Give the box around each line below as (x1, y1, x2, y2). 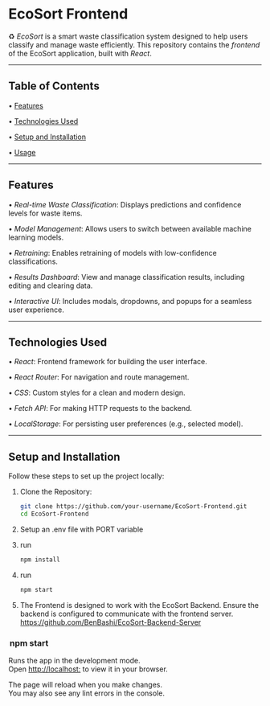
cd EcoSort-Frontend (19, 510, 89, 519)
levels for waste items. (8, 208, 83, 218)
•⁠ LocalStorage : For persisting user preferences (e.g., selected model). (8, 419, 243, 429)
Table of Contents (8, 80, 100, 93)
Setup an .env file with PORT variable (19, 524, 144, 534)
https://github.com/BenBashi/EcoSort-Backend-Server (19, 617, 202, 627)
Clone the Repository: (19, 487, 92, 497)
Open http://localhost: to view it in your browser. (8, 664, 169, 674)
